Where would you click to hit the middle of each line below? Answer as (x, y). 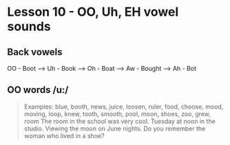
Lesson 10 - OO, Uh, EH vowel (93, 12)
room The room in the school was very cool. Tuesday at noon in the (119, 121)
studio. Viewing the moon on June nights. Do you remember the (115, 129)
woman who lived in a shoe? (64, 135)
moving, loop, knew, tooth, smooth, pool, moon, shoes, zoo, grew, (117, 113)
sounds (29, 26)
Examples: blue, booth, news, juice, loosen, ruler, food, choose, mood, (124, 107)
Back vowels (35, 52)
